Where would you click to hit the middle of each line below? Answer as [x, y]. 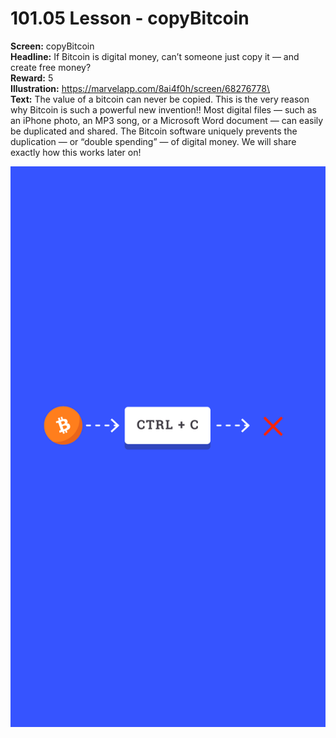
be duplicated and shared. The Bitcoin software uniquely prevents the [154, 131]
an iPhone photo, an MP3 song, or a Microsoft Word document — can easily [167, 120]
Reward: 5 [32, 78]
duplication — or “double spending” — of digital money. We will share [153, 141]
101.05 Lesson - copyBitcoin [130, 18]
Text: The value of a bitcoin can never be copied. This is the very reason [160, 99]
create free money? [51, 67]
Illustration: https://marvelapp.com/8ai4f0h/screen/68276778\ [140, 88]
